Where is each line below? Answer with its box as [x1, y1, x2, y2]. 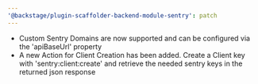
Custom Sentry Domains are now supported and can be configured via [18, 33, 251, 43]
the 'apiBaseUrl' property [18, 41, 102, 52]
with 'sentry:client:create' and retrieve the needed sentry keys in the [18, 59, 243, 68]
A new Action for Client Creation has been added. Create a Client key [18, 50, 245, 59]
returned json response [18, 67, 96, 76]
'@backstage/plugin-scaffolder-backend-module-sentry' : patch [7, 11, 218, 20]
